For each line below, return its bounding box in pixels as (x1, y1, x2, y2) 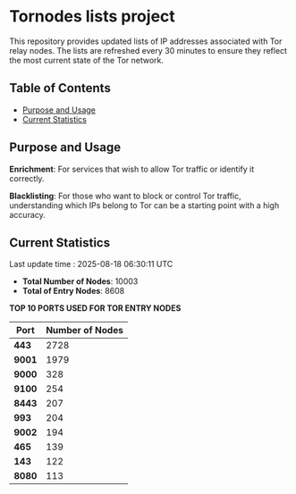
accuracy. (9, 209, 47, 220)
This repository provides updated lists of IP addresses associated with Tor (9, 36, 283, 46)
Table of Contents (9, 80, 112, 96)
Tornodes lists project (9, 6, 176, 27)
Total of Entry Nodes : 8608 (21, 286, 125, 297)
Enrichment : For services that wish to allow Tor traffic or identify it (9, 163, 255, 174)
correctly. (9, 172, 45, 184)
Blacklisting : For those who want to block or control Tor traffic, (9, 190, 241, 201)
